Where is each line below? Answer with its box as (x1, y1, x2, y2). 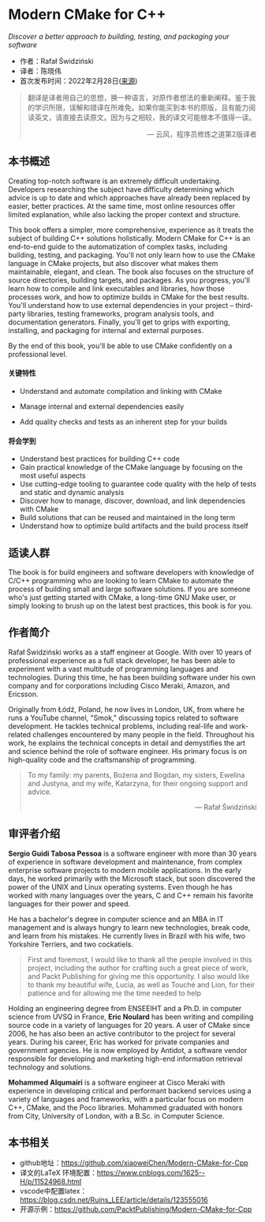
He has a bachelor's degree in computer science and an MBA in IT (8, 914, 224, 924)
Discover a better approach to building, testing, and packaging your (8, 32, 230, 41)
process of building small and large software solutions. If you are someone (8, 584, 251, 594)
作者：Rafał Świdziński (19, 56, 95, 66)
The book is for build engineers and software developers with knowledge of (8, 567, 255, 577)
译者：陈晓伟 (19, 66, 62, 76)
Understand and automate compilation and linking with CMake (19, 386, 222, 395)
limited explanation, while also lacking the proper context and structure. (8, 209, 241, 219)
